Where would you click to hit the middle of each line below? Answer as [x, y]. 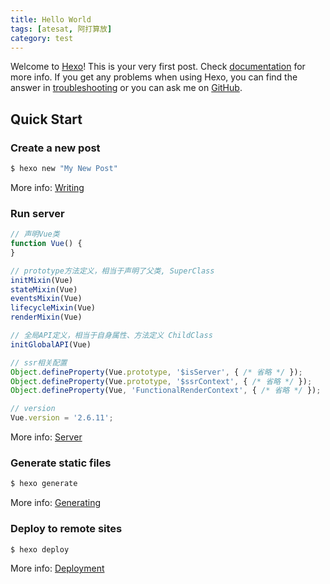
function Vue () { [46, 244]
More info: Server [46, 437]
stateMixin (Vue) [44, 289]
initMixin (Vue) [42, 280]
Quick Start [46, 119]
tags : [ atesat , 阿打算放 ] [61, 29]
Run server [37, 213]
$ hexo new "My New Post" [64, 169]
